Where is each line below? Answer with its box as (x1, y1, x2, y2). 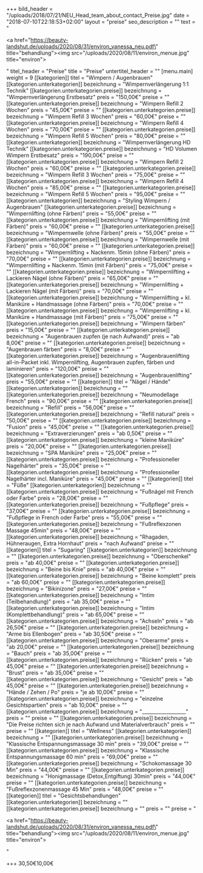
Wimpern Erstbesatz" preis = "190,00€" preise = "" (6, 152, 134, 159)
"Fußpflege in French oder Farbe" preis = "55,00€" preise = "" (6, 514, 162, 521)
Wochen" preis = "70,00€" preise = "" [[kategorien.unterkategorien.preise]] (6, 126, 196, 133)
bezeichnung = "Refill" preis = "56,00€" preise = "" (6, 404, 135, 411)
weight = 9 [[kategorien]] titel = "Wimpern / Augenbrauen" (6, 74, 153, 81)
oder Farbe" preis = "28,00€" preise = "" (6, 494, 108, 502)
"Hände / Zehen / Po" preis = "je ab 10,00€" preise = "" (6, 689, 145, 696)
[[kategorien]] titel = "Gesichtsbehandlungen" (6, 792, 122, 799)
